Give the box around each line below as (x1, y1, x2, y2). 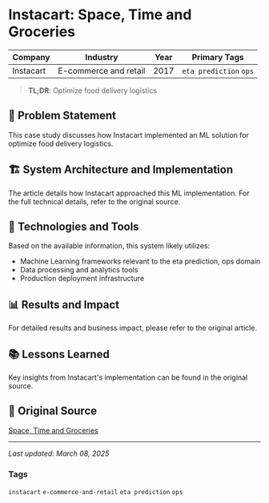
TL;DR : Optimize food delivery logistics (27, 86, 158, 95)
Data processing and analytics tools (19, 265, 139, 275)
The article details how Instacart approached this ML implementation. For (8, 188, 250, 198)
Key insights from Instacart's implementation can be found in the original (8, 372, 248, 382)
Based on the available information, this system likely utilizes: (8, 241, 211, 251)
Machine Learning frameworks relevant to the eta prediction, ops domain (19, 256, 261, 266)
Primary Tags (191, 51, 244, 62)
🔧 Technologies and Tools (8, 219, 139, 233)
